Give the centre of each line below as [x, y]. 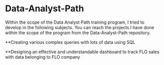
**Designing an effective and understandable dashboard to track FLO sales [82, 52]
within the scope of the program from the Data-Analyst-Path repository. [78, 32]
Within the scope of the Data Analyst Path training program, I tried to [75, 22]
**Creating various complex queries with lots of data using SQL [70, 42]
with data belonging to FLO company [43, 57]
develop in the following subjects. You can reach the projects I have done [80, 27]
